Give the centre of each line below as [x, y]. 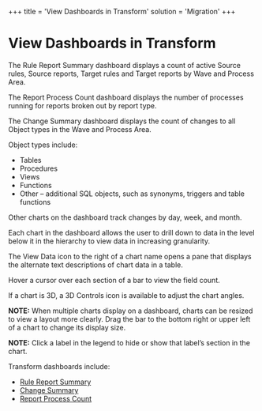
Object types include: [43, 145]
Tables [30, 160]
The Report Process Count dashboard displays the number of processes [126, 97]
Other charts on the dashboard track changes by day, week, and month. [125, 217]
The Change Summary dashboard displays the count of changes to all [122, 121]
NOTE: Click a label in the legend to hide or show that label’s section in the [129, 342]
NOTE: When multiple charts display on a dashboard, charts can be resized [131, 311]
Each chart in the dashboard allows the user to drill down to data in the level [131, 232]
